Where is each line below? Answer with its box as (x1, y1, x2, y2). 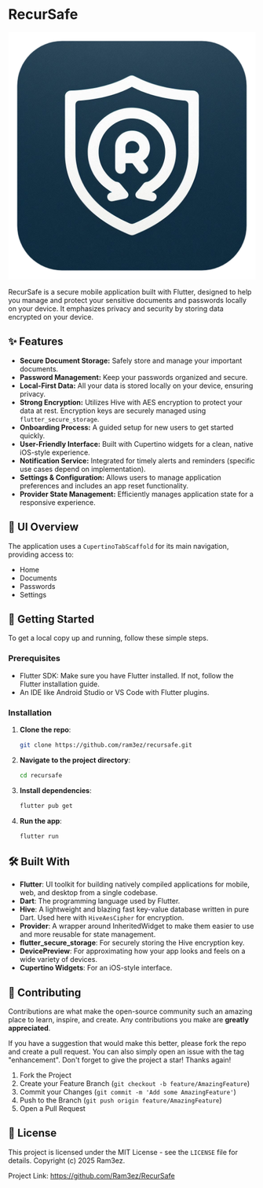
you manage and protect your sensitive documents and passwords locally (8, 295, 247, 305)
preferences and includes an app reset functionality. (19, 481, 188, 490)
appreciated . (8, 1023, 51, 1033)
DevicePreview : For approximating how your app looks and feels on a (19, 946, 246, 956)
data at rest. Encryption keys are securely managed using (19, 406, 206, 415)
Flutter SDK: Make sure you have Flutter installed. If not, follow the (19, 671, 234, 680)
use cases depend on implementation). (19, 464, 147, 473)
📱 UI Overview (8, 521, 79, 534)
